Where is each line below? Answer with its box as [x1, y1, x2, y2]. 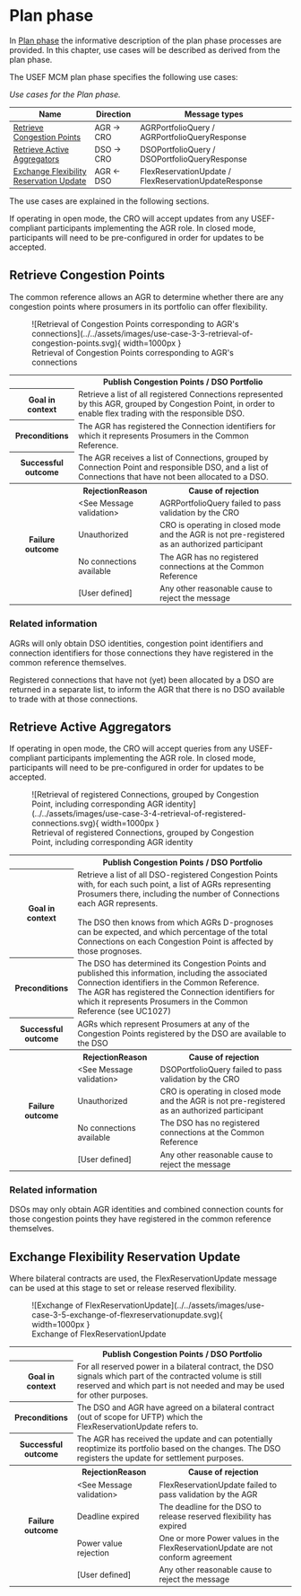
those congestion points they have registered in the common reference [9, 1213, 271, 1224]
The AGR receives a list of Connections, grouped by [78, 452, 269, 463]
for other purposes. [76, 1389, 149, 1400]
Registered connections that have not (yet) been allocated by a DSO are [9, 675, 275, 685]
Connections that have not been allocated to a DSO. [78, 471, 269, 481]
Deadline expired [76, 1511, 140, 1521]
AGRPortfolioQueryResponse [140, 131, 247, 142]
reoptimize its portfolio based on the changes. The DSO [76, 1443, 281, 1454]
